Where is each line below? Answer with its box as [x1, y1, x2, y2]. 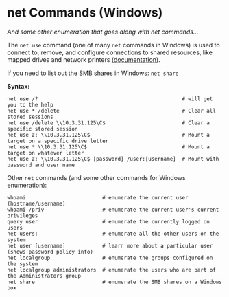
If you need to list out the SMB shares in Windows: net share [7, 69, 179, 77]
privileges [7, 212, 38, 219]
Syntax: [7, 82, 30, 90]
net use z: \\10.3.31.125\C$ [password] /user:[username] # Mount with [7, 155, 219, 162]
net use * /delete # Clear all [7, 107, 216, 114]
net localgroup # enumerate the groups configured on [7, 254, 213, 261]
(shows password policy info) [7, 248, 94, 255]
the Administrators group [7, 272, 81, 279]
